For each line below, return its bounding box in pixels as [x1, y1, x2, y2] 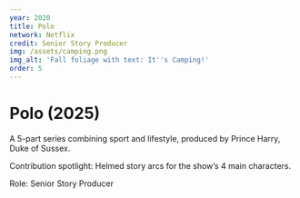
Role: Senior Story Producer [9, 178, 114, 189]
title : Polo [9, 22, 55, 31]
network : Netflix [9, 30, 75, 39]
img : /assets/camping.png [9, 47, 107, 56]
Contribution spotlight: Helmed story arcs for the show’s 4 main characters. [9, 160, 292, 171]
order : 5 [9, 64, 43, 74]
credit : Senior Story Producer [9, 38, 128, 48]
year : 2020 [9, 13, 51, 23]
